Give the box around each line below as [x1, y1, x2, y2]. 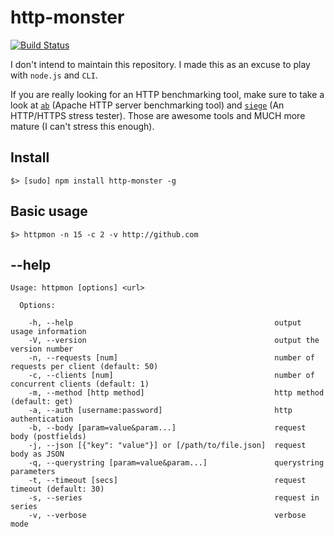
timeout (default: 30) [10, 484, 105, 495]
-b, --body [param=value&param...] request [28, 423, 307, 433]
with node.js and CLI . [10, 69, 98, 81]
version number [10, 344, 74, 355]
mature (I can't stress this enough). [10, 120, 155, 132]
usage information [10, 327, 87, 337]
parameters [10, 467, 56, 477]
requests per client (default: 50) [10, 362, 159, 372]
